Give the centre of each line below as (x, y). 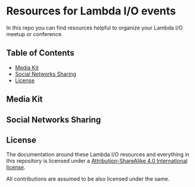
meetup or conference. (34, 34)
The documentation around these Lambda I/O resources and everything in (98, 155)
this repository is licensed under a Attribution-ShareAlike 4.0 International (97, 161)
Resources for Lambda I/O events (91, 11)
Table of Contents (40, 53)
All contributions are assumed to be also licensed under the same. (88, 179)
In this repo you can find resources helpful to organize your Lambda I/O (94, 28)
